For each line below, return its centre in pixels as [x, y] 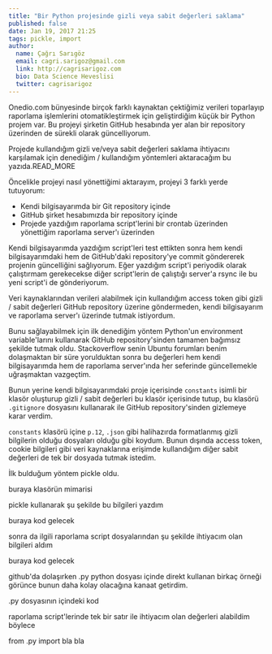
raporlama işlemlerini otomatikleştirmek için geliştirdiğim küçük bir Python [132, 115]
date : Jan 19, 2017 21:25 [52, 31]
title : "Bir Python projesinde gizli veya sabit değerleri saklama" [127, 16]
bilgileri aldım [31, 544]
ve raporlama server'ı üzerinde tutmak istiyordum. [92, 315]
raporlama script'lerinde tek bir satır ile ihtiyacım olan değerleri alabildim [129, 616]
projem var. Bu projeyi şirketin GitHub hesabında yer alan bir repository [127, 124]
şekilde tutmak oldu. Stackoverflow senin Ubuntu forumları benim [118, 348]
